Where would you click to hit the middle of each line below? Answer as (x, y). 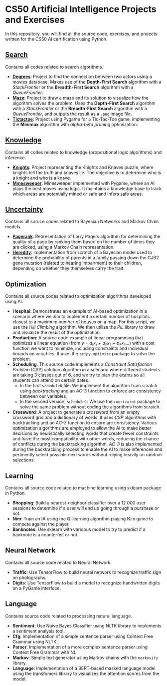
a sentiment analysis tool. (38, 631)
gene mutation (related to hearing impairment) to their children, (77, 263)
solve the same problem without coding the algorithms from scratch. (90, 407)
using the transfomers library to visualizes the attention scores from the (86, 673)
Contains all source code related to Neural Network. (59, 562)
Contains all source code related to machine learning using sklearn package (83, 488)
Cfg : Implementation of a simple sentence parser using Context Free (83, 636)
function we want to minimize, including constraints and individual (80, 348)
